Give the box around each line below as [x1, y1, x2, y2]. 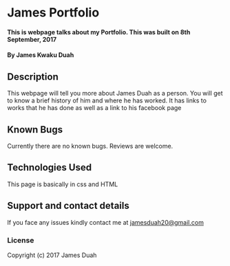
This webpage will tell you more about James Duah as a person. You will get [7, 89, 223, 98]
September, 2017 [7, 35, 57, 43]
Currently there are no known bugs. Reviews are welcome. [7, 142, 174, 150]
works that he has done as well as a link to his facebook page [7, 104, 182, 112]
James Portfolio [7, 5, 100, 21]
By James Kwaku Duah [7, 51, 74, 59]
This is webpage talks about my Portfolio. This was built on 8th [7, 27, 191, 36]
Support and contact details [7, 200, 129, 212]
